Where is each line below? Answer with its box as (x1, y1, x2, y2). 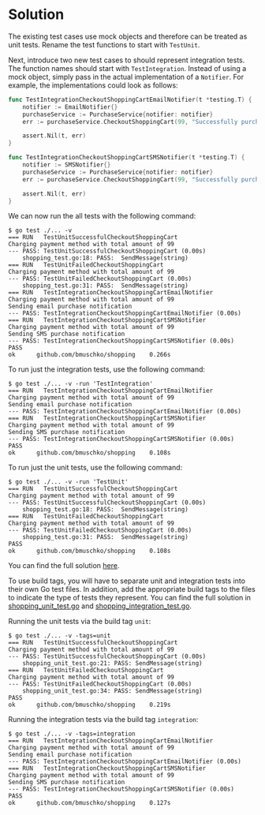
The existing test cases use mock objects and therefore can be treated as (8, 32, 248, 41)
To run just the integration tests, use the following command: (8, 365, 206, 374)
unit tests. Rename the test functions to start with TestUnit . (8, 39, 200, 49)
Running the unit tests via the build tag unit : (8, 617, 151, 626)
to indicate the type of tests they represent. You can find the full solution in (8, 593, 251, 603)
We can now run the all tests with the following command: (8, 211, 196, 221)
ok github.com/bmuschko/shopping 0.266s (8, 351, 171, 359)
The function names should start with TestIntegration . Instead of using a (8, 63, 247, 73)
